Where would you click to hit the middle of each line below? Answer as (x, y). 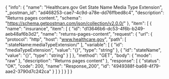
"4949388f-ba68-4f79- (136, 66)
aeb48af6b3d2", (22, 34)
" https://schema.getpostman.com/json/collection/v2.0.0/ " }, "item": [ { (78, 23)
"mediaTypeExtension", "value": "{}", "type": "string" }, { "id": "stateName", (83, 50)
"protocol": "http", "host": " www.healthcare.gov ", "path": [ (66, 39)
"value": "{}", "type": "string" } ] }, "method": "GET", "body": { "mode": (79, 55)
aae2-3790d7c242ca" (28, 71)
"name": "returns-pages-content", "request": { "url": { (96, 34)
